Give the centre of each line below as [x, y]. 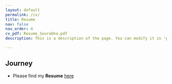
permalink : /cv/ [23, 15]
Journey [19, 63]
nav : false [17, 24]
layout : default [23, 10]
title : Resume [20, 19]
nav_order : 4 [19, 29]
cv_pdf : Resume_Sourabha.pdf [36, 34]
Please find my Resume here [43, 76]
